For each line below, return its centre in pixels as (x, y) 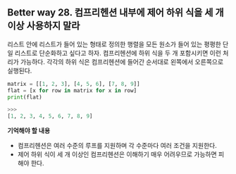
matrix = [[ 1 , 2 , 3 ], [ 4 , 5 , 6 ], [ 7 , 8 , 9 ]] (74, 84)
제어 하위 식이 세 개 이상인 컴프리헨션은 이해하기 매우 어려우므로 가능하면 (117, 154)
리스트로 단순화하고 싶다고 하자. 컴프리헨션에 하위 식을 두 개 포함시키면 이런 (118, 53)
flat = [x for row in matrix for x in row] (72, 90)
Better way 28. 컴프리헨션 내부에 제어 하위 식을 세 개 (116, 13)
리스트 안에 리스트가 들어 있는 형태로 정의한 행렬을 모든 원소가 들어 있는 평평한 (114, 44)
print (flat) (25, 97)
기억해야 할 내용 (29, 131)
